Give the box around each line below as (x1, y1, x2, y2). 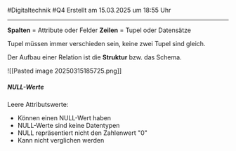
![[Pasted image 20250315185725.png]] (7, 66, 122, 75)
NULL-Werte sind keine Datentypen (17, 121, 120, 129)
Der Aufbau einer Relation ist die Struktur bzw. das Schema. (7, 53, 182, 62)
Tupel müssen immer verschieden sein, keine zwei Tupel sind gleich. (7, 40, 206, 48)
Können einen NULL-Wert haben (17, 113, 111, 122)
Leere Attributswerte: (7, 100, 69, 108)
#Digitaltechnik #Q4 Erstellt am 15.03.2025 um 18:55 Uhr (7, 6, 171, 14)
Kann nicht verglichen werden (17, 136, 105, 144)
